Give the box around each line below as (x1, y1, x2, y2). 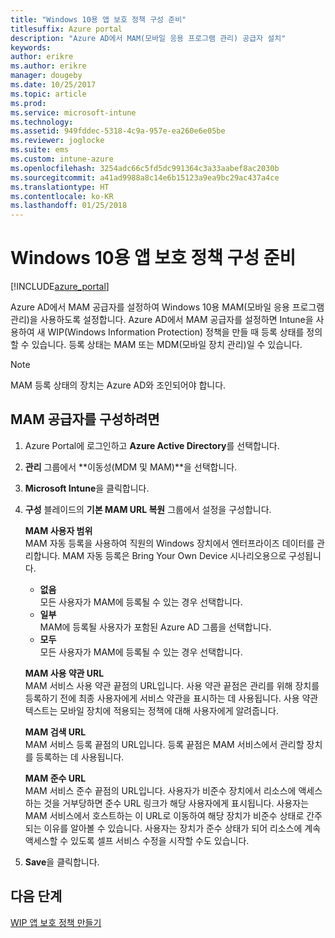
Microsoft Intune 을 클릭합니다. (24, 482, 150, 494)
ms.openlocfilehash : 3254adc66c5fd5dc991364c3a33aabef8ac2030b (10, 163, 280, 173)
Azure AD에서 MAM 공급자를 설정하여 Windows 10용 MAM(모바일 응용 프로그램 (10, 301, 325, 313)
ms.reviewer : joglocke (10, 136, 105, 146)
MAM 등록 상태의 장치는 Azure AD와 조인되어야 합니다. (10, 379, 227, 391)
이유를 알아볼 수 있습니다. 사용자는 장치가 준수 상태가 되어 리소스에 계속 (43, 822, 322, 834)
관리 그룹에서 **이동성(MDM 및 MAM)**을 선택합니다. (24, 461, 238, 473)
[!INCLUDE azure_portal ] (10, 281, 110, 293)
